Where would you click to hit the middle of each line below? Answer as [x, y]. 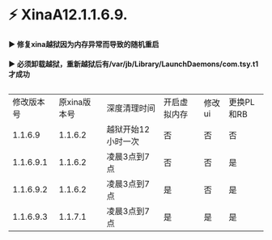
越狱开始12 [128, 129]
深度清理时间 [131, 107]
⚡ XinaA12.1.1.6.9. [68, 15]
